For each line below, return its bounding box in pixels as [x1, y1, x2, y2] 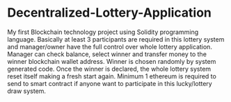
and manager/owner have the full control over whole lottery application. [7, 42, 212, 51]
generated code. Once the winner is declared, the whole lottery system [7, 65, 212, 73]
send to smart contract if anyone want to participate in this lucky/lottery [7, 79, 212, 87]
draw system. [7, 87, 47, 95]
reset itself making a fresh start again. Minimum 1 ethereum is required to [7, 71, 217, 80]
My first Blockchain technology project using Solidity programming [7, 28, 199, 36]
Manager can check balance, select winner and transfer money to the [7, 50, 207, 58]
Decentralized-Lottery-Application [7, 5, 212, 21]
